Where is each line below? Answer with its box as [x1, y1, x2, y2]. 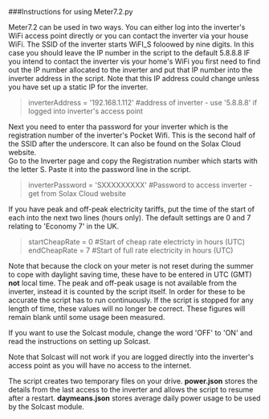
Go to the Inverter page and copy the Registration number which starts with [8, 156, 259, 166]
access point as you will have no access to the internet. [8, 361, 192, 370]
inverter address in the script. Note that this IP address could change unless [8, 74, 259, 83]
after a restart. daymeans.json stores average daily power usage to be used [8, 393, 261, 403]
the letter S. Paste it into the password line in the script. [8, 165, 191, 174]
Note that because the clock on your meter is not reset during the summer [8, 261, 255, 270]
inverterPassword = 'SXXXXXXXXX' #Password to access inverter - [27, 180, 253, 190]
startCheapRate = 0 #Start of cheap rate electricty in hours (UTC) [27, 237, 246, 246]
